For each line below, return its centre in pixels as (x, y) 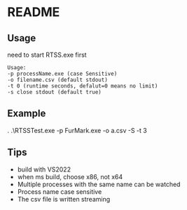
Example (27, 114)
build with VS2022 (44, 169)
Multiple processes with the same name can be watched (99, 184)
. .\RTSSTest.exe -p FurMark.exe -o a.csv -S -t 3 (77, 130)
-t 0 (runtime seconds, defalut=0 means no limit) (83, 86)
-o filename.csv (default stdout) (58, 80)
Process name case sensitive (60, 191)
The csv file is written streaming (64, 199)
